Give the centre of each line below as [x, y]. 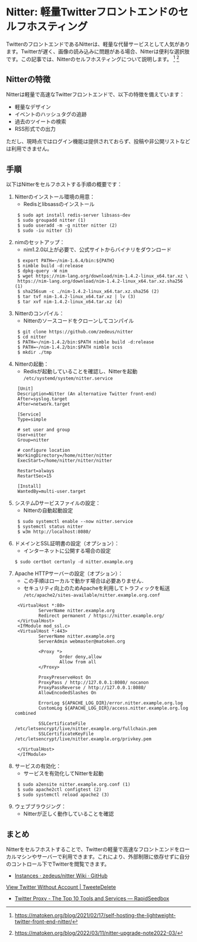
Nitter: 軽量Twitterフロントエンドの [92, 12]
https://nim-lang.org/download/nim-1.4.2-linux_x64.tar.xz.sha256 [100, 281]
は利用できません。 [29, 149]
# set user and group [44, 430]
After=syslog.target [42, 399]
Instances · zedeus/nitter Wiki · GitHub [61, 876]
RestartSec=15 [35, 476]
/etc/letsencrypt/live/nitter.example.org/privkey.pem [83, 739]
